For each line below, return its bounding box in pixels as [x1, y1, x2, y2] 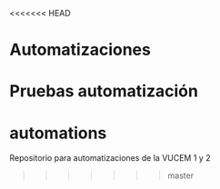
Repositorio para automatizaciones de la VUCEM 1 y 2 [9, 153, 211, 164]
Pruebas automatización [9, 81, 198, 102]
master [167, 170, 194, 181]
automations [9, 123, 107, 144]
